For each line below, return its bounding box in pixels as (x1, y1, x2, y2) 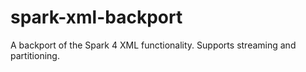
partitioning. (10, 49, 60, 61)
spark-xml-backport (10, 6, 183, 29)
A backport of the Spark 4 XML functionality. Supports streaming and (10, 39, 297, 51)
